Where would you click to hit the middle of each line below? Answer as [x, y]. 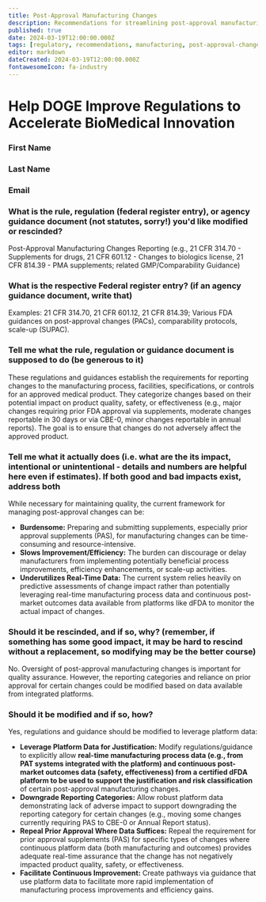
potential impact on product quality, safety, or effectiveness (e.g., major [125, 402]
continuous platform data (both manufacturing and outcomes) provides [135, 848]
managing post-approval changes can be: [76, 512]
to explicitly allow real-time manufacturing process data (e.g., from [131, 756]
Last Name [29, 169]
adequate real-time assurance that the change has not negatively [126, 856]
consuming [38, 544]
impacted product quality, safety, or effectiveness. [102, 865]
